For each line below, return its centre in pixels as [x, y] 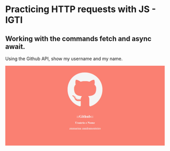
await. [15, 46]
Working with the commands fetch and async [78, 39]
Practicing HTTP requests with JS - [81, 9]
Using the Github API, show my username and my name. [64, 59]
